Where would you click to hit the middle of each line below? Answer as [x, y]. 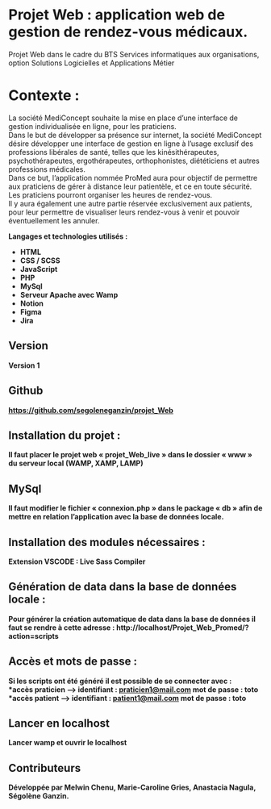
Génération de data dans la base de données [123, 587]
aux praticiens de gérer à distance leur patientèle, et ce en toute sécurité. [130, 186]
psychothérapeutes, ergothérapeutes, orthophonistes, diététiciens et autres [134, 161]
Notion [32, 303]
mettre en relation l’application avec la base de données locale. [116, 517]
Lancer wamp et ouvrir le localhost [68, 743]
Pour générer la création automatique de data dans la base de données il [132, 619]
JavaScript [39, 269]
